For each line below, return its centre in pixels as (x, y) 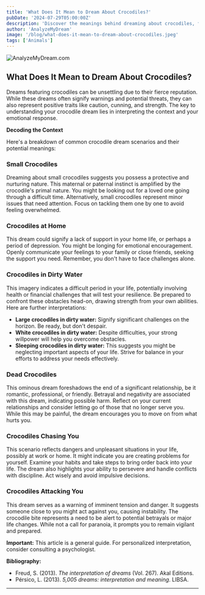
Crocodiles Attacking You (45, 491)
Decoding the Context (35, 130)
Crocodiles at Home (36, 226)
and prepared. (24, 531)
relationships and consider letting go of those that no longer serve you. (95, 407)
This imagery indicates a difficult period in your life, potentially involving (97, 288)
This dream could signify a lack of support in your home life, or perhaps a (99, 239)
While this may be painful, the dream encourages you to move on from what (102, 414)
